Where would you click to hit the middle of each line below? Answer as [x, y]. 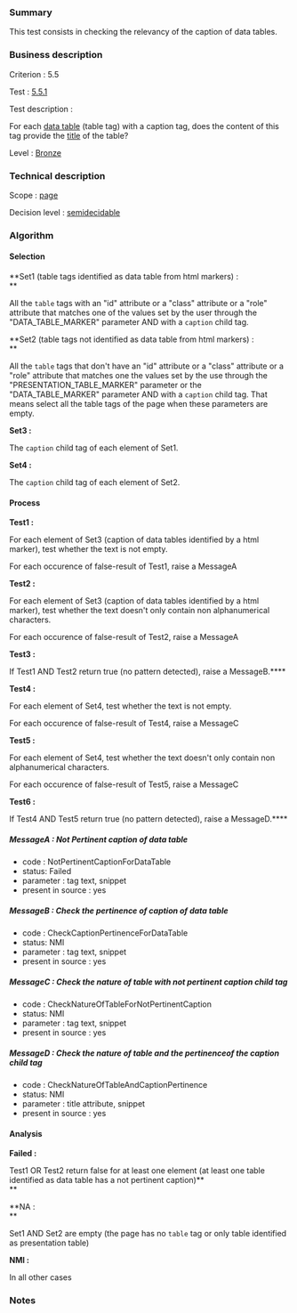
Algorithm [32, 235]
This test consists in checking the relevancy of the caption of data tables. [144, 32]
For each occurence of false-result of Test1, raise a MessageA [123, 566]
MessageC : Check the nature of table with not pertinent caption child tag [148, 982]
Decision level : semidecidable [65, 212]
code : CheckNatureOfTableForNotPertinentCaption [116, 1004]
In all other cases [41, 1277]
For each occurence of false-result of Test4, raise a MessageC [124, 724]
